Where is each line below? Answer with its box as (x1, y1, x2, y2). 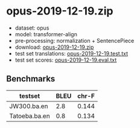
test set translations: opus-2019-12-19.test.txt (14, 50, 129, 57)
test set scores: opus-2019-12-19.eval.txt (14, 56, 117, 63)
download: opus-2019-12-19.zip (14, 43, 94, 51)
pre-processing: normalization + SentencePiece (14, 37, 135, 44)
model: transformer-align (14, 30, 77, 37)
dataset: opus (14, 24, 49, 31)
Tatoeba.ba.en (9, 112, 50, 120)
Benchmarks (6, 74, 56, 84)
